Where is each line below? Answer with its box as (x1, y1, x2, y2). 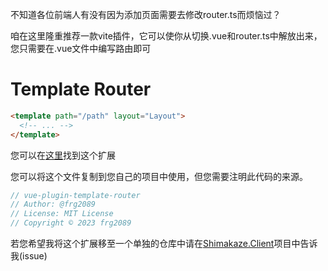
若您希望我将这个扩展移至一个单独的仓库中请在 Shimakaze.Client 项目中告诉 (10, 238, 318, 250)
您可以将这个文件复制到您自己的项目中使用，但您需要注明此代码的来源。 (10, 170, 308, 182)
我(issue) (10, 250, 48, 262)
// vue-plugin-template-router (10, 190, 141, 200)
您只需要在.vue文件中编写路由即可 (10, 43, 152, 54)
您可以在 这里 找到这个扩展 (10, 149, 116, 161)
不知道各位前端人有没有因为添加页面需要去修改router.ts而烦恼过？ (10, 9, 282, 20)
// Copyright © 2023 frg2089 (10, 218, 132, 228)
